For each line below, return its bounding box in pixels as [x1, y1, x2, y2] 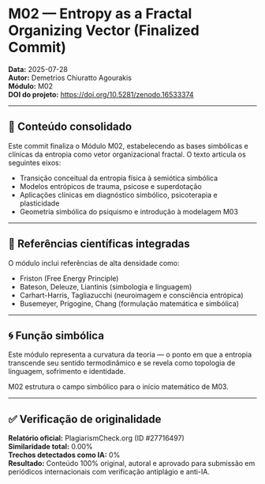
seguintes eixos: [8, 157, 62, 167]
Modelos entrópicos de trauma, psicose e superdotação [19, 181, 203, 191]
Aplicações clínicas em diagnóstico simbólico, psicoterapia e [19, 190, 218, 199]
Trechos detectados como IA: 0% [8, 450, 121, 459]
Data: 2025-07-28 [8, 64, 69, 74]
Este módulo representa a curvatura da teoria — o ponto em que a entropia [8, 350, 252, 360]
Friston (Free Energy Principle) [19, 274, 119, 283]
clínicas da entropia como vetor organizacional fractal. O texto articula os [8, 149, 246, 159]
